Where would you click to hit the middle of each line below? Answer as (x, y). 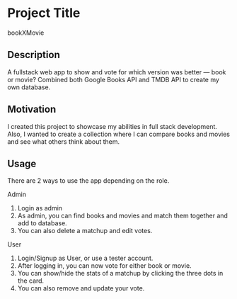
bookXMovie (26, 33)
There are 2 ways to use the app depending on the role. (88, 181)
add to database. (42, 223)
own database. (29, 87)
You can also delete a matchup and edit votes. (85, 231)
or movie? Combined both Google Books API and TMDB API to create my (113, 79)
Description (34, 55)
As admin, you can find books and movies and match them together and (123, 216)
